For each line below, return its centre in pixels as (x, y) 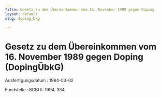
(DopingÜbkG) (35, 67)
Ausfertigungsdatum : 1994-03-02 (39, 81)
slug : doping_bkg (22, 18)
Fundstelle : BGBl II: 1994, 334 (35, 90)
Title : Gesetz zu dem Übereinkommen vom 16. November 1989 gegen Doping (80, 9)
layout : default (21, 14)
